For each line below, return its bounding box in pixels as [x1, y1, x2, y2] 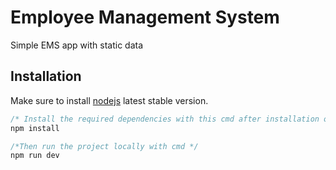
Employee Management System [10, 6, 280, 29]
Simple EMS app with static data [10, 39, 144, 51]
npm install [10, 123, 60, 133]
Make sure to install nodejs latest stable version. [10, 94, 209, 106]
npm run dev [10, 151, 60, 161]
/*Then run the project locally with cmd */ [10, 141, 199, 151]
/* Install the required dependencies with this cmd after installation [10, 114, 320, 124]
